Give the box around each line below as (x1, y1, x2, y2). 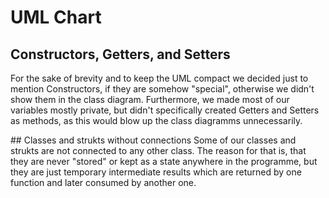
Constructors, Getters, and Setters (10, 46, 231, 63)
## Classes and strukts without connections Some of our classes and (10, 134, 297, 146)
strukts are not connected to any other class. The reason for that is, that (10, 145, 307, 156)
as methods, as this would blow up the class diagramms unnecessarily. (10, 115, 303, 126)
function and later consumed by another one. (10, 177, 197, 188)
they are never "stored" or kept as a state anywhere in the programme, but (10, 156, 318, 167)
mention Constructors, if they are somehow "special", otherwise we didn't (10, 83, 315, 95)
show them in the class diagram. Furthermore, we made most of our (10, 94, 290, 105)
